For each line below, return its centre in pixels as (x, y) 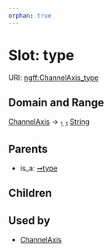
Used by (29, 220)
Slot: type (41, 55)
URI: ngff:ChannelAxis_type (54, 78)
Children (30, 193)
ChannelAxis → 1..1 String (49, 123)
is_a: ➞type (38, 168)
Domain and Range (56, 102)
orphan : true (30, 16)
